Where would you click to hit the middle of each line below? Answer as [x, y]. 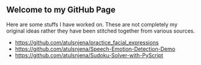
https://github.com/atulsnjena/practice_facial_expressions [87, 42]
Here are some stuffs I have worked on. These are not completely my [92, 24]
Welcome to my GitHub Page [61, 10]
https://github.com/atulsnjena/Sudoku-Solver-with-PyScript [89, 55]
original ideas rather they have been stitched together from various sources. [101, 31]
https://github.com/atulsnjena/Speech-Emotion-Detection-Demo [95, 49]
